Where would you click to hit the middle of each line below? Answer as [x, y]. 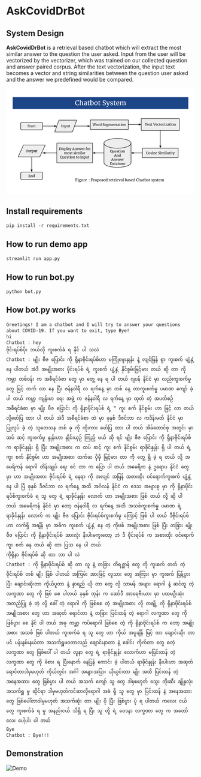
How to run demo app [47, 244]
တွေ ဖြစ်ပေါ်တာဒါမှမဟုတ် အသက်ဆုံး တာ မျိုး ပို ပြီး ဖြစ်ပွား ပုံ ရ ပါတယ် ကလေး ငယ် [97, 701]
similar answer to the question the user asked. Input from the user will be [96, 54]
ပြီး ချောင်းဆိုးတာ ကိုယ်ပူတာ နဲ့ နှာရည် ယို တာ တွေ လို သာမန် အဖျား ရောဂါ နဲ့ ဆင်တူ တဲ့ [100, 584]
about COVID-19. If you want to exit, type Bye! [68, 331]
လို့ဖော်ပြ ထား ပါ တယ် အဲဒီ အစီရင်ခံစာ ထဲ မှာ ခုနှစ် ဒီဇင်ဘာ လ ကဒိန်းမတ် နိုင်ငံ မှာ [95, 418]
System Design [35, 33]
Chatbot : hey [24, 343]
